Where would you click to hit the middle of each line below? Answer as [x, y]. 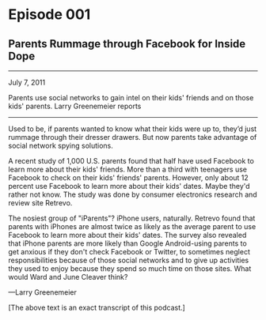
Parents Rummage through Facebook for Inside [127, 44]
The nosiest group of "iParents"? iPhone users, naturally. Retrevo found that [132, 218]
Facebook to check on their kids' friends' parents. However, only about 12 [129, 178]
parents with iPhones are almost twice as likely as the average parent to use [132, 226]
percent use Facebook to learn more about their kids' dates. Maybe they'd [129, 186]
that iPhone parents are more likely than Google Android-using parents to [127, 243]
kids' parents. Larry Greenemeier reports [75, 106]
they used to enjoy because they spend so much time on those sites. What [130, 269]
